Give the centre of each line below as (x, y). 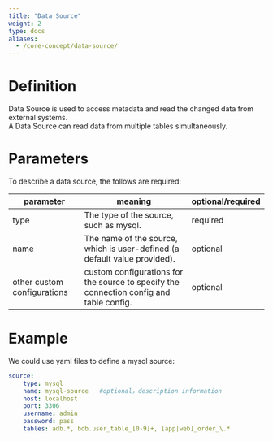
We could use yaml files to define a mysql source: (91, 361)
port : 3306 (41, 406)
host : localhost (51, 399)
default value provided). (130, 259)
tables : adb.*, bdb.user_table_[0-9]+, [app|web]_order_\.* (127, 429)
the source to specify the (132, 282)
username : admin (51, 414)
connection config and (127, 292)
